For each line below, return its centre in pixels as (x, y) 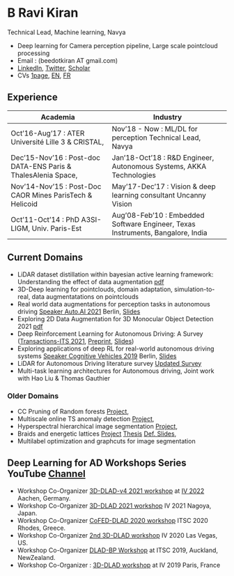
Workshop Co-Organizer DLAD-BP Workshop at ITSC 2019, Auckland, (117, 550)
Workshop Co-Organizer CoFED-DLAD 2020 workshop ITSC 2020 (113, 520)
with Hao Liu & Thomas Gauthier (63, 378)
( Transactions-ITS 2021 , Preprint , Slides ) (76, 341)
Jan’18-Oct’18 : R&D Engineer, (163, 157)
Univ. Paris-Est (57, 228)
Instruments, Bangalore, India (159, 232)
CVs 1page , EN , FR (44, 75)
